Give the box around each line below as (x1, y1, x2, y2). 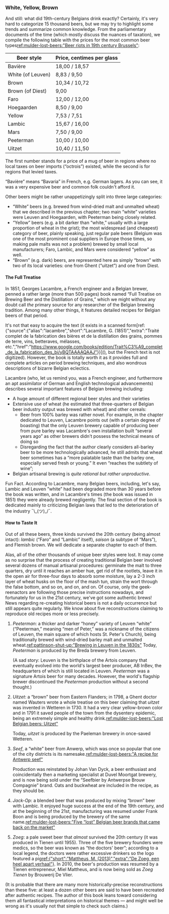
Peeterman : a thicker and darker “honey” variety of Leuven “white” (12, 620, 152, 626)
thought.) (12, 684, 32, 690)
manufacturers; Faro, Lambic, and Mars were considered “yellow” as (12, 247, 155, 253)
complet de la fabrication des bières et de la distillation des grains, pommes (5, 333, 162, 339)
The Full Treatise (5, 274, 41, 280)
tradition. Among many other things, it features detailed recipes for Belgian (5, 307, 160, 313)
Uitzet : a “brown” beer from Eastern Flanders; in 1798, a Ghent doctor (12, 694, 157, 700)
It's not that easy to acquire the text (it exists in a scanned (5, 322, 126, 328)
